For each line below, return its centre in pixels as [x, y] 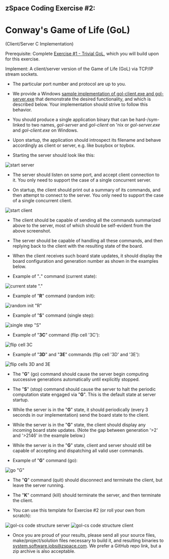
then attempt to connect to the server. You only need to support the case [88, 195]
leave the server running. [38, 485]
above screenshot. [32, 231]
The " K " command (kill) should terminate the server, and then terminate [87, 495]
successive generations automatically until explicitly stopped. [76, 379]
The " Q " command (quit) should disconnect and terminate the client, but [87, 480]
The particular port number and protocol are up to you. [69, 84]
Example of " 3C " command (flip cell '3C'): [56, 335]
